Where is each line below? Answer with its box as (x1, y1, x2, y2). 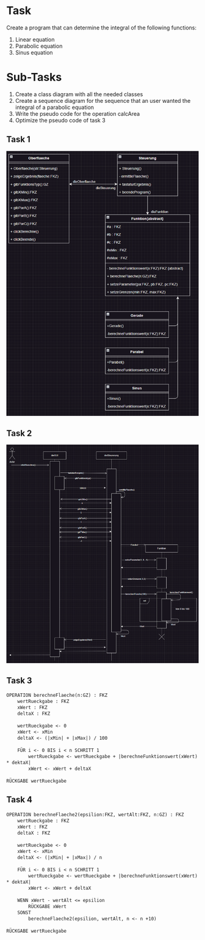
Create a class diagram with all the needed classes (15, 90, 143, 98)
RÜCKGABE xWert (28, 903, 67, 909)
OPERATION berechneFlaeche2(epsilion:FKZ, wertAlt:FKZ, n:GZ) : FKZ (6, 811, 184, 818)
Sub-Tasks (6, 70, 62, 85)
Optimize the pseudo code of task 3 (15, 116, 106, 124)
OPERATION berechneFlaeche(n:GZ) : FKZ (6, 693, 108, 699)
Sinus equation (15, 48, 53, 56)
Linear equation (15, 36, 55, 43)
